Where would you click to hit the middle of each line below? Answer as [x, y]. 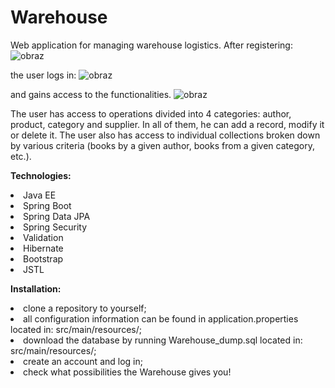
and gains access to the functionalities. [91, 94]
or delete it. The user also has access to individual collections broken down [165, 135]
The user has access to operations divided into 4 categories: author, [151, 113]
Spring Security [55, 227]
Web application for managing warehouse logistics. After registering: [151, 45]
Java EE [40, 195]
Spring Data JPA [57, 216]
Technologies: [41, 175]
